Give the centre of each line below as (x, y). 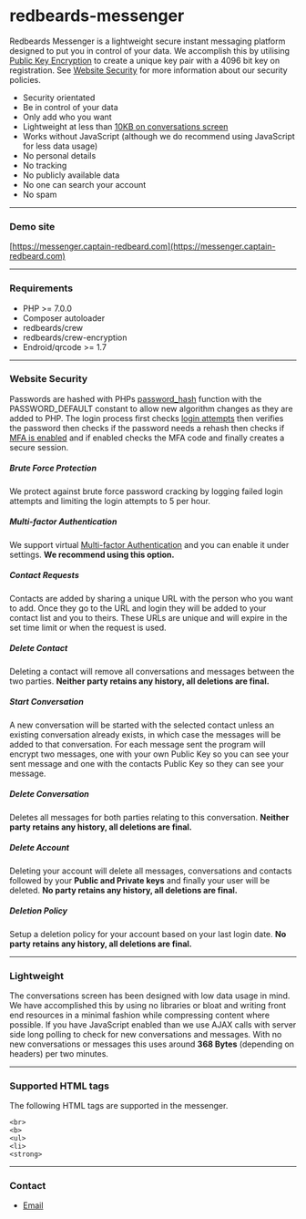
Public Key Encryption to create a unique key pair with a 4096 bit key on (145, 60)
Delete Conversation (49, 794)
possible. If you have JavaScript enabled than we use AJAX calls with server (153, 1024)
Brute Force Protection (53, 468)
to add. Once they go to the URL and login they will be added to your (138, 608)
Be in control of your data (70, 107)
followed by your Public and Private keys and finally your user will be (140, 880)
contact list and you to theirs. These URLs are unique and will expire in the (148, 617)
